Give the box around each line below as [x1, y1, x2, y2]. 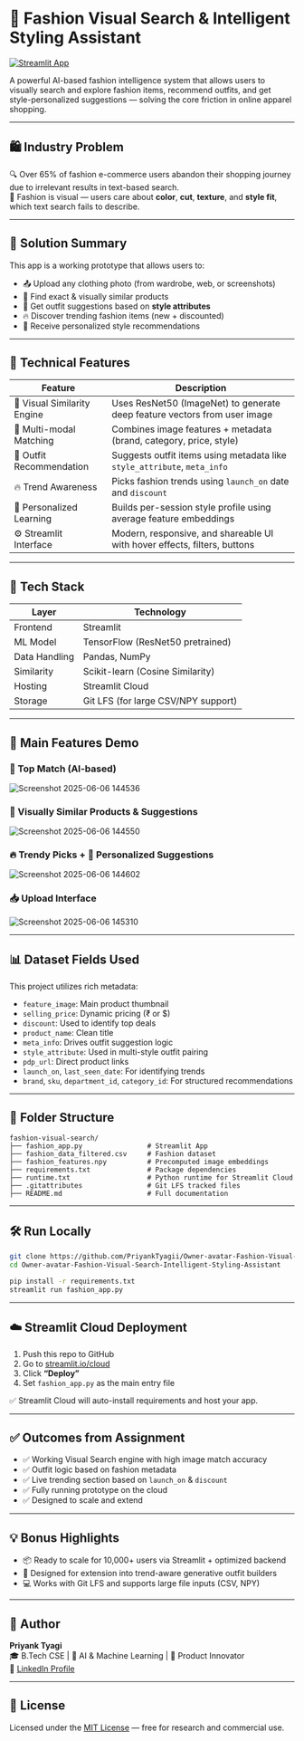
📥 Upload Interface [9, 892, 97, 904]
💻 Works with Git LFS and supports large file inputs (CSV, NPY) [22, 1578, 261, 1589]
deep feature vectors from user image [111, 408, 273, 421]
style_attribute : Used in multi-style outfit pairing [22, 1046, 209, 1057]
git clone [9, 1252, 47, 1261]
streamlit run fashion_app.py [9, 1285, 124, 1294]
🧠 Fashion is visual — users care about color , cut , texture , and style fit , [9, 191, 278, 202]
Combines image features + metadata [111, 423, 272, 435]
